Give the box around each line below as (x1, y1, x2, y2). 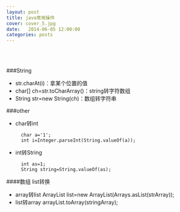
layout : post (6, 9, 40, 15)
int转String (15, 149, 43, 156)
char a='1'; (21, 132, 51, 138)
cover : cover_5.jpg (6, 20, 56, 26)
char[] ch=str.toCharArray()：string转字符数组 (15, 87, 131, 95)
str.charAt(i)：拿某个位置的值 (15, 80, 88, 87)
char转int (15, 120, 38, 127)
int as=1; (21, 161, 46, 167)
